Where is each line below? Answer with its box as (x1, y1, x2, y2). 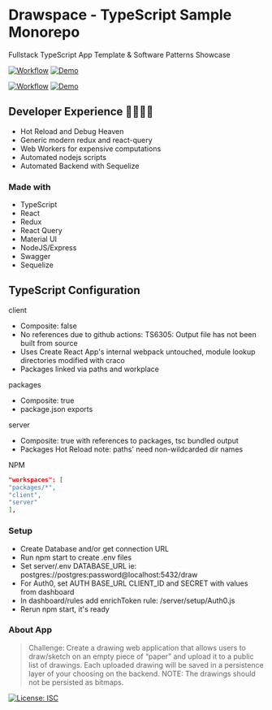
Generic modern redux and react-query (19, 135, 153, 145)
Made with (8, 181, 51, 193)
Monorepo (8, 23, 80, 41)
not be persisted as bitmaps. (28, 677, 124, 687)
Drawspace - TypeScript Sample (8, 6, 232, 24)
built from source (19, 338, 79, 348)
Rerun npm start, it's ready (19, 604, 110, 614)
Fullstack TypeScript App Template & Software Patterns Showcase (8, 50, 231, 59)
